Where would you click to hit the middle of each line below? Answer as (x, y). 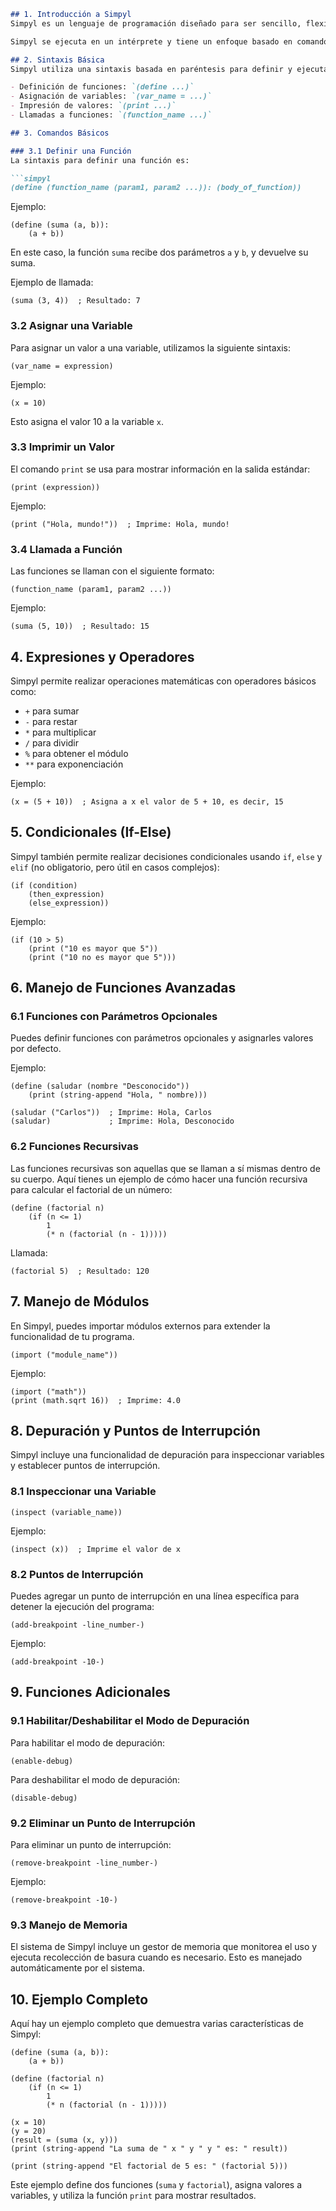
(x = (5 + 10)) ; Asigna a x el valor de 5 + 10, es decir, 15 (147, 801)
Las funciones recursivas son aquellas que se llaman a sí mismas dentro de (165, 1168)
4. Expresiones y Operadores (102, 656)
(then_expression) (66, 894)
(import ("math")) (48, 1391)
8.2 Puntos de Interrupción (77, 1574)
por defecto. (36, 1049)
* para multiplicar (60, 732)
